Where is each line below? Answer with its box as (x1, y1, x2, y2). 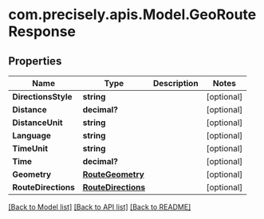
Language (12, 130, 52, 141)
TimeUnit (12, 143, 49, 154)
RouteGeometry (82, 169, 145, 180)
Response (8, 22, 77, 41)
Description (152, 78, 199, 88)
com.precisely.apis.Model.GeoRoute (8, 6, 257, 24)
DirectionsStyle (12, 92, 73, 102)
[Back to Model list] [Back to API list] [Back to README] (8, 202, 191, 212)
